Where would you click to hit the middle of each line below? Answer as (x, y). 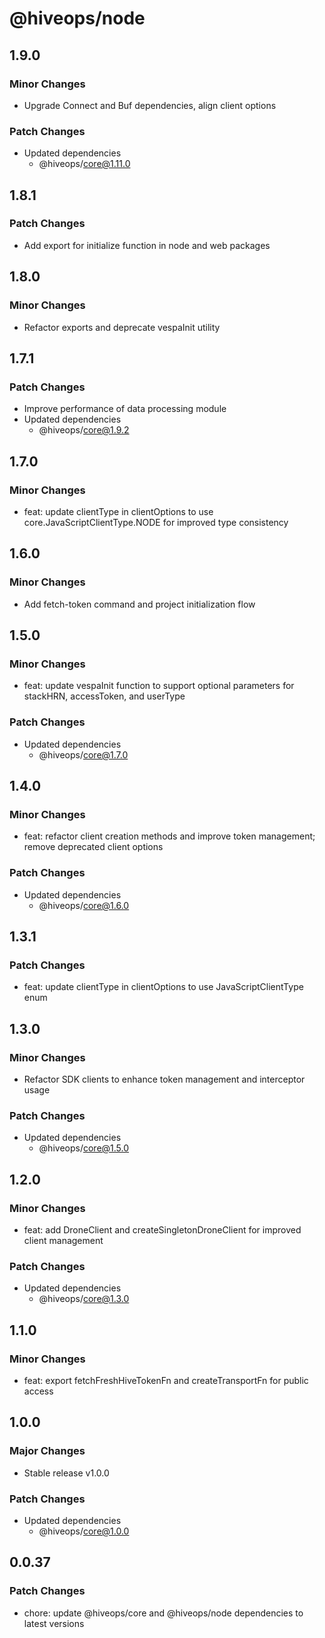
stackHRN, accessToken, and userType (104, 696)
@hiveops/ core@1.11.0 (84, 164)
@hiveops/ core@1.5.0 (84, 1148)
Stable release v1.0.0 (66, 1473)
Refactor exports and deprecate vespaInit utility (122, 327)
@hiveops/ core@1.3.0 (84, 1299)
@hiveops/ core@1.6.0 (84, 905)
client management (63, 1240)
